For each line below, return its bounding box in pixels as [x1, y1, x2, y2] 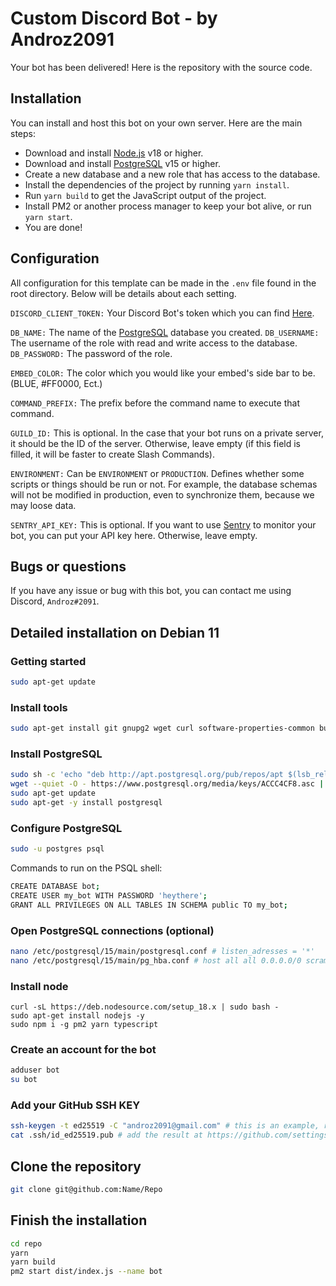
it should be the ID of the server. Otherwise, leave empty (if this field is [10, 437, 302, 449]
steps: [10, 127, 36, 139]
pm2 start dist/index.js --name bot [10, 1267, 163, 1277]
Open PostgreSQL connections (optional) [10, 923, 215, 937]
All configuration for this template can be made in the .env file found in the [10, 277, 317, 289]
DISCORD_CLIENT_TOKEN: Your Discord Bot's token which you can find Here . [10, 307, 315, 319]
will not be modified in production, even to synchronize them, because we [10, 488, 315, 501]
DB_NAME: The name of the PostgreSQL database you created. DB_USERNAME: [10, 326, 320, 338]
